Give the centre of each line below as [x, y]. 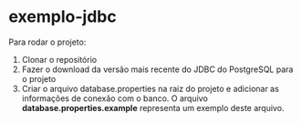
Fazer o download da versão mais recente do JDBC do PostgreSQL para [157, 69]
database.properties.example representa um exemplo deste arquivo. [153, 107]
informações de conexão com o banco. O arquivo [115, 98]
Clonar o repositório [59, 59]
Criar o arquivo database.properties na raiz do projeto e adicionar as [150, 88]
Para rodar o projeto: [47, 42]
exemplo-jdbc [62, 17]
